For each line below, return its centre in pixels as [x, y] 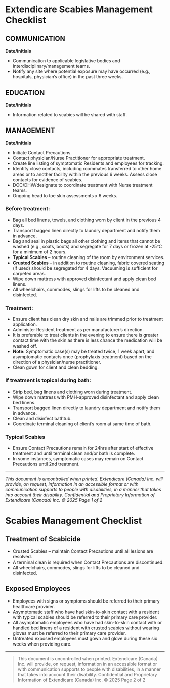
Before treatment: [28, 208]
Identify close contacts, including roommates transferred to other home [87, 168]
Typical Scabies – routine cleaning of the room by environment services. [89, 257]
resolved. [22, 556]
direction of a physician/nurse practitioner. [57, 362]
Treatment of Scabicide [43, 539]
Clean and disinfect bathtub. [42, 418]
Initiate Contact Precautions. [42, 152]
